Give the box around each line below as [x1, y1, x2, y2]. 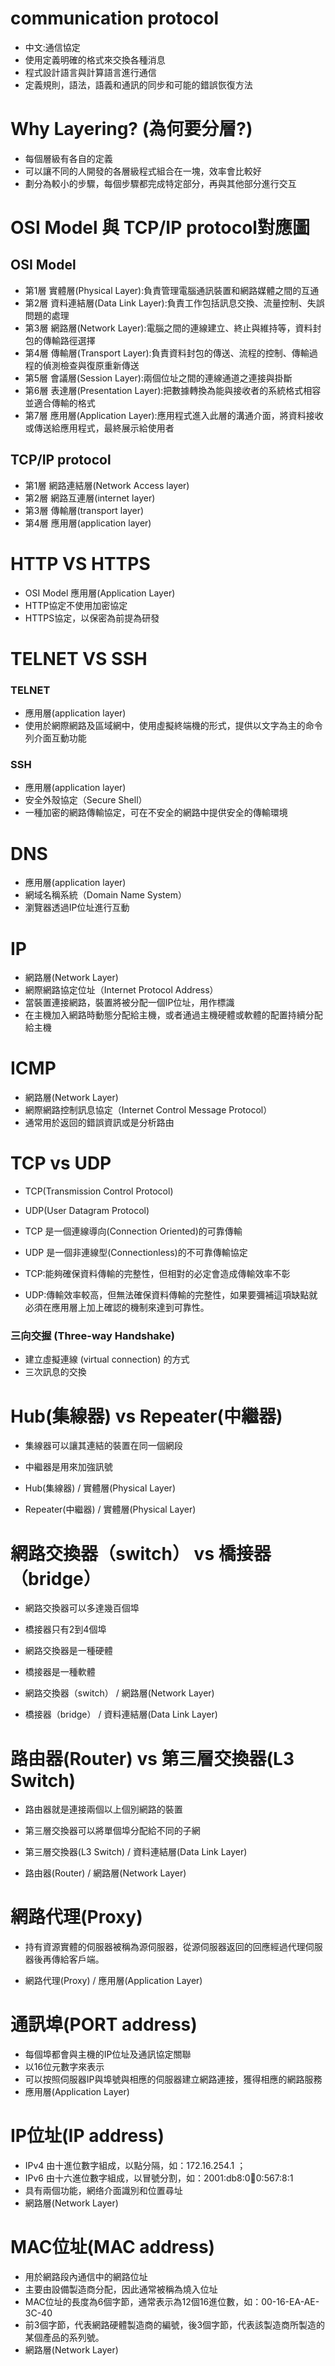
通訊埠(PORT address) [10, 2013, 198, 2036]
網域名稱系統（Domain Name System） [24, 889, 187, 901]
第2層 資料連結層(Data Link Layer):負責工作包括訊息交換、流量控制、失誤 [24, 297, 325, 309]
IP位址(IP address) [10, 2125, 165, 2147]
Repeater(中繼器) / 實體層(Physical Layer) [24, 1503, 197, 1516]
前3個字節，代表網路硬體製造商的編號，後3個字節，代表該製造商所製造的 [24, 2319, 326, 2331]
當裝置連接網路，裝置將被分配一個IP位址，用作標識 [24, 997, 235, 1009]
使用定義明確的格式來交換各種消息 [24, 53, 166, 66]
